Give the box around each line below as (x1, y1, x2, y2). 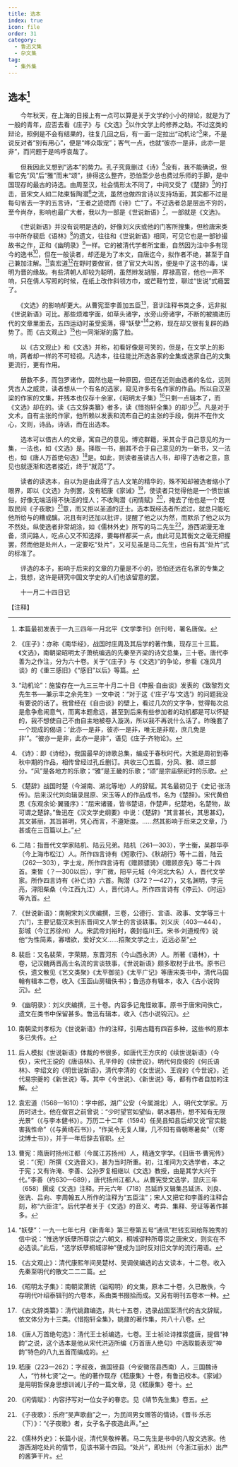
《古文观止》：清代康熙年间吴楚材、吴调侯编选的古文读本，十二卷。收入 (18, 1258, 226, 1266)
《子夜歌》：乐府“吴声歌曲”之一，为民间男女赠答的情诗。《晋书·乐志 (18, 1410, 212, 1418)
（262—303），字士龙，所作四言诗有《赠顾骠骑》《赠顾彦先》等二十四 (18, 858, 221, 867)
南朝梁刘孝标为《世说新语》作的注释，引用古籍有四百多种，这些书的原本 (18, 1024, 229, 1033)
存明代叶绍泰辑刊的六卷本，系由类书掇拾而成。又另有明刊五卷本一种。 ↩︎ (18, 1290, 230, 1300)
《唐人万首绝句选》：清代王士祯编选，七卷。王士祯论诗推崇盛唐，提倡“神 (18, 1329, 229, 1338)
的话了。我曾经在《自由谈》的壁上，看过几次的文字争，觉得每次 (37, 699, 223, 707)
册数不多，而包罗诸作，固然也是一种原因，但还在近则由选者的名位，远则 (20, 375, 231, 384)
